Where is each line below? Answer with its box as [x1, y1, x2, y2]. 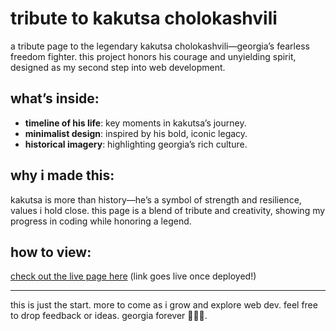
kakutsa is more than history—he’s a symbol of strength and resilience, [10, 193, 302, 206]
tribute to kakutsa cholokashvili [10, 7, 278, 30]
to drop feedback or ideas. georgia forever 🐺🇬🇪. [10, 310, 208, 322]
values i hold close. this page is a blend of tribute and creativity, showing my [10, 204, 326, 216]
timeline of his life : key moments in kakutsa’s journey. [24, 117, 247, 129]
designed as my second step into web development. [10, 61, 226, 73]
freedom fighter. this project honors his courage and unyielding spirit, [10, 50, 297, 62]
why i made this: [10, 167, 115, 184]
